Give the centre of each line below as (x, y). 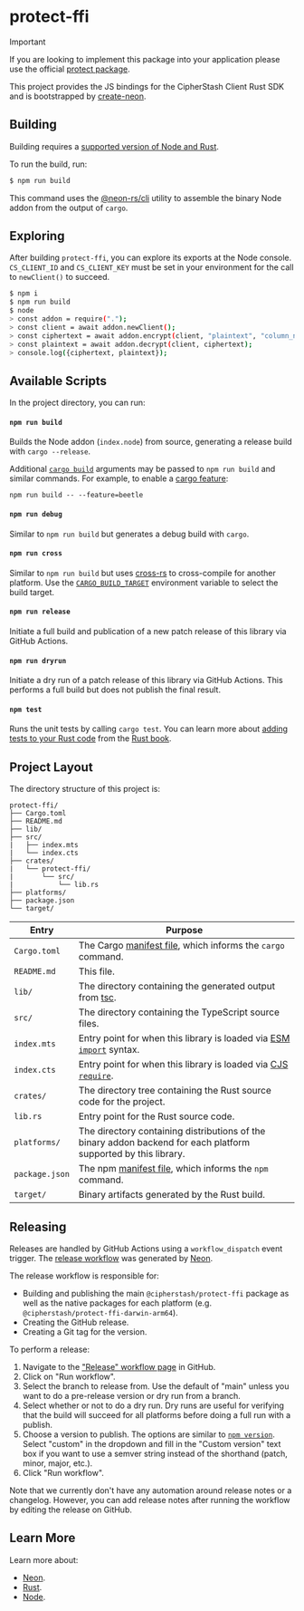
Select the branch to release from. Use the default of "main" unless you (156, 1386)
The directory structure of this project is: (85, 789)
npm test (26, 709)
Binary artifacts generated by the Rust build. (171, 1195)
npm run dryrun (38, 661)
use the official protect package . (70, 69)
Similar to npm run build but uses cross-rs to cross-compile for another (142, 573)
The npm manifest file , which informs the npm (173, 1169)
